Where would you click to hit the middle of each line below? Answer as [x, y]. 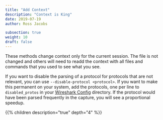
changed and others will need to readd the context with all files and [74, 61]
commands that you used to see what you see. [53, 66]
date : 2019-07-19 [23, 19]
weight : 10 [16, 37]
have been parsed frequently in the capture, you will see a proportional [78, 97]
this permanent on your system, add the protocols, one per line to [72, 87]
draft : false [19, 42]
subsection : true [23, 33]
